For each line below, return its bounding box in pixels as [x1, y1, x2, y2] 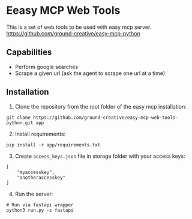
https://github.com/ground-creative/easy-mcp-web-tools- [32, 115, 179, 121]
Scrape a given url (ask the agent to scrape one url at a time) [14, 70, 166, 77]
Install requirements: [14, 130, 66, 137]
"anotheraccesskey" [17, 175, 66, 181]
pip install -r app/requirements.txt [6, 142, 101, 148]
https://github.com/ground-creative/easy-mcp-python [6, 29, 140, 37]
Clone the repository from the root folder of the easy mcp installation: [14, 103, 187, 110]
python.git [6, 119, 34, 126]
